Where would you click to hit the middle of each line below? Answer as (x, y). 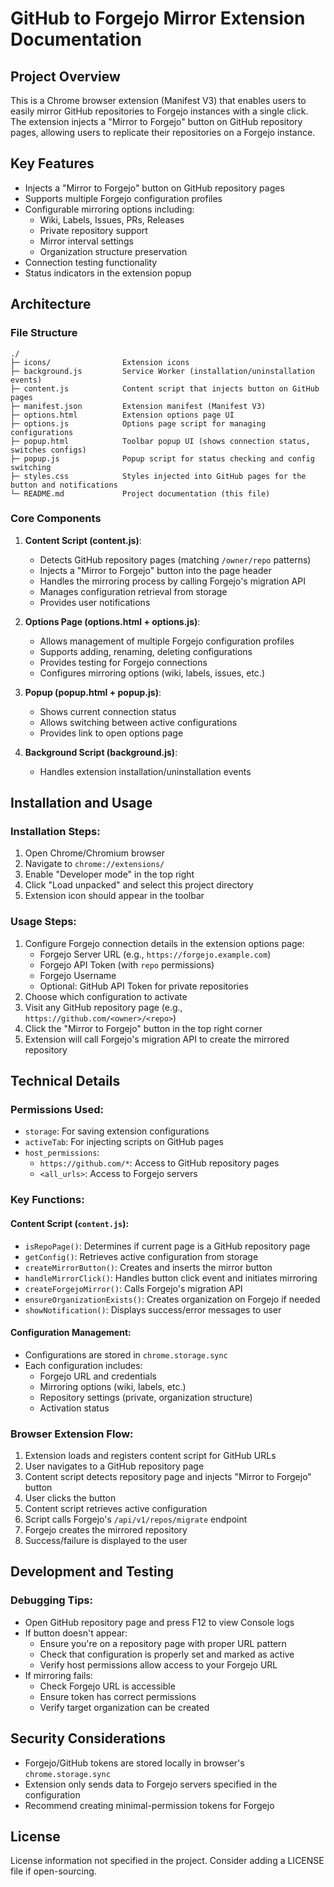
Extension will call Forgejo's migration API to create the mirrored (157, 1039)
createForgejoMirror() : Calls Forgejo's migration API (133, 1288)
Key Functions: (47, 1200)
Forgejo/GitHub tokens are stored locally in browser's (134, 1763)
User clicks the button (70, 1498)
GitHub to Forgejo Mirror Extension (158, 18)
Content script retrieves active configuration (116, 1509)
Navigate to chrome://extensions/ (94, 864)
